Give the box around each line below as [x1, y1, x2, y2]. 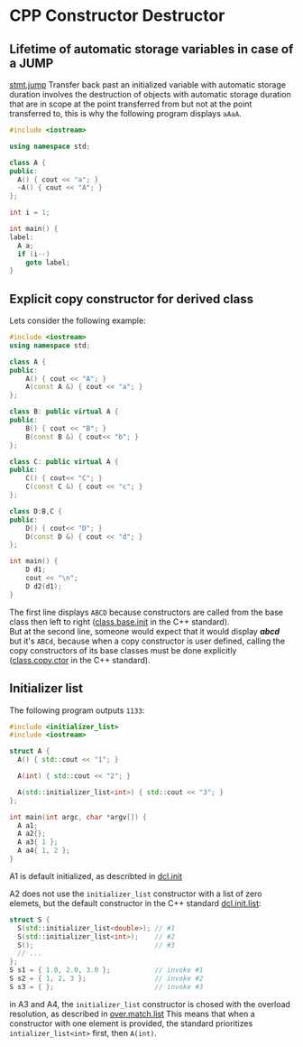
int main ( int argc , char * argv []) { [9, 812, 147, 821]
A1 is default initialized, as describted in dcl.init [9, 870, 183, 881]
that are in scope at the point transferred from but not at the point [9, 98, 252, 109]
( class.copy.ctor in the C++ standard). [9, 654, 151, 665]
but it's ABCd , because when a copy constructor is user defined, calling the [9, 635, 286, 646]
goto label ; [25, 258, 70, 267]
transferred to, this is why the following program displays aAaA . [9, 108, 242, 118]
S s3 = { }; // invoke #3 [9, 982, 204, 991]
